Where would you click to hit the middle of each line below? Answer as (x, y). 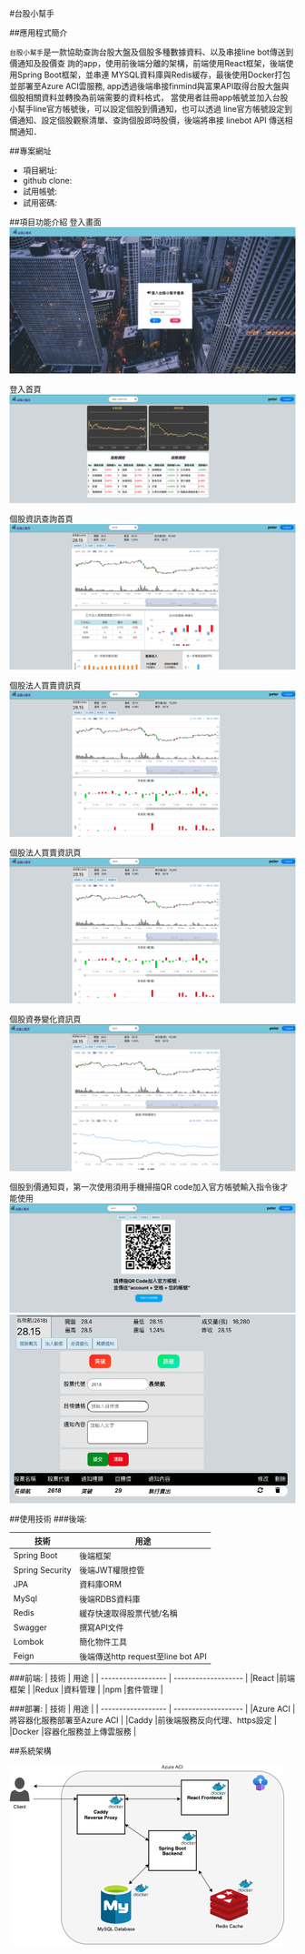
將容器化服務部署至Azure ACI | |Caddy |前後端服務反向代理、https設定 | (143, 1720)
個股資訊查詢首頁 (41, 519)
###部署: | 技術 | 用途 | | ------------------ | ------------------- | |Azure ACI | (152, 1709)
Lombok (29, 1641)
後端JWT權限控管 (112, 1570)
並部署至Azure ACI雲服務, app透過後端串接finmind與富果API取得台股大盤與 (149, 86)
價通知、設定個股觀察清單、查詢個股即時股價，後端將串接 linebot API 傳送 (147, 120)
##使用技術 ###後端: (49, 1519)
